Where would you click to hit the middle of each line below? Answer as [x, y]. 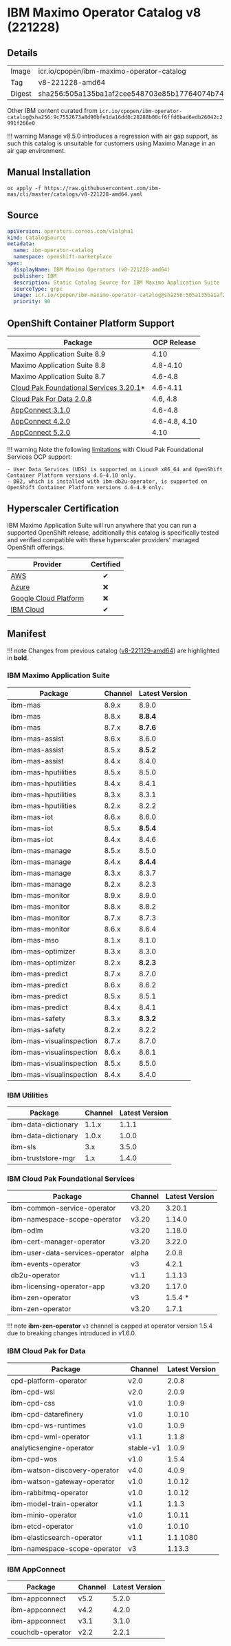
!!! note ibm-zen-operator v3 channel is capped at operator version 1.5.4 [110, 1326]
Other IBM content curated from [52, 111]
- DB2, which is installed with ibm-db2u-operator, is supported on [107, 481]
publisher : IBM [35, 276]
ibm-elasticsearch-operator [57, 1537]
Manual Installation [49, 173]
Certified [106, 564]
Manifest [27, 634]
